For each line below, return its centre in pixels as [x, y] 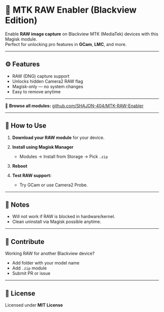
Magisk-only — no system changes [48, 86]
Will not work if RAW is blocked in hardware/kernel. [64, 217]
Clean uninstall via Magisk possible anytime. [57, 222]
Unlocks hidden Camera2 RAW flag [48, 81]
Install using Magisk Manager [43, 147]
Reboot [20, 166]
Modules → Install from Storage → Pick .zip [64, 156]
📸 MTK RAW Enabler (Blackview [71, 10]
